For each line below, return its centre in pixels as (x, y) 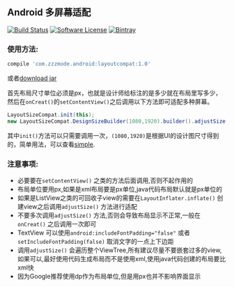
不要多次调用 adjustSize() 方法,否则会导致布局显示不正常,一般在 (109, 215)
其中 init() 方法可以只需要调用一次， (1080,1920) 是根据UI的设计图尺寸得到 (113, 135)
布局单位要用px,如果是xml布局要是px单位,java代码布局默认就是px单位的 (120, 189)
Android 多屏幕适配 (49, 13)
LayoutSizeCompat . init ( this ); (51, 115)
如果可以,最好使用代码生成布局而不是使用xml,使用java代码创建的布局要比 (122, 259)
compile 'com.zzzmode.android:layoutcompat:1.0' (79, 64)
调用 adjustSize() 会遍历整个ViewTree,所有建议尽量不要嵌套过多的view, (119, 250)
